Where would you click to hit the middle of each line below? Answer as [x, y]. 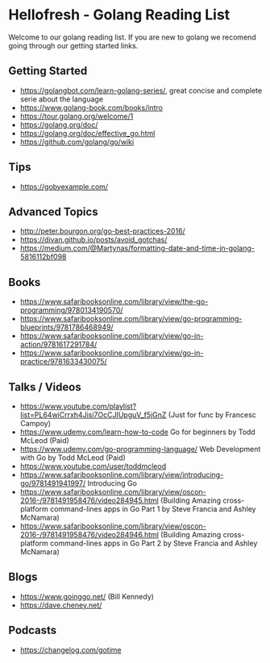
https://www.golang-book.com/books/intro [91, 107]
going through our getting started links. [73, 45]
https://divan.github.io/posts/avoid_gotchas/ [93, 240]
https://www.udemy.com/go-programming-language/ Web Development [140, 449]
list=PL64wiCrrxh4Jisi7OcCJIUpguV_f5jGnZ [93, 415]
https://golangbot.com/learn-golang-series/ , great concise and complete [141, 90]
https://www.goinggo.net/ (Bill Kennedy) [87, 596]
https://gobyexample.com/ [64, 186]
